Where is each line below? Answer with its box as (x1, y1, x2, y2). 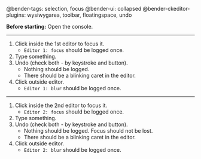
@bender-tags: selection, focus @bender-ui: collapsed (6, 5, 142, 12)
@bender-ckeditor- (142, 5, 190, 12)
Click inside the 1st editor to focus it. (14, 40, 105, 47)
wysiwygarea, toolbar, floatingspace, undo (26, 11, 132, 19)
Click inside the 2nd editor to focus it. (14, 102, 108, 109)
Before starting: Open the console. (6, 23, 93, 30)
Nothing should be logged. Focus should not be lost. (23, 127, 153, 134)
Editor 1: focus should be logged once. (23, 47, 124, 53)
